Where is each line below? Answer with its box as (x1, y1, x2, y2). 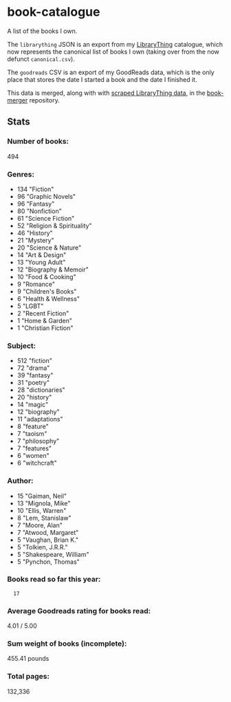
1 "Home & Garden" (16, 316, 72, 325)
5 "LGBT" (16, 302, 44, 310)
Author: (7, 476, 34, 485)
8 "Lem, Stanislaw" (16, 514, 72, 522)
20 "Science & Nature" (16, 243, 82, 252)
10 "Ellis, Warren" (16, 506, 67, 514)
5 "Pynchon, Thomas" (16, 558, 80, 566)
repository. (29, 96, 60, 104)
